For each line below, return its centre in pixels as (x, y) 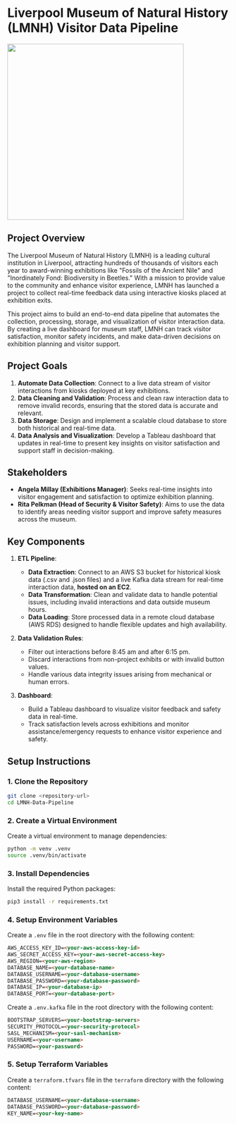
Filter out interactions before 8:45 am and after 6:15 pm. (109, 652)
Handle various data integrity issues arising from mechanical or (120, 674)
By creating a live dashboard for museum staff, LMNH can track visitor (109, 328)
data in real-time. (53, 717)
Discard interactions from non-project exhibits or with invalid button (126, 660)
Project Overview (46, 239)
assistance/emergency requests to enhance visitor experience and (125, 731)
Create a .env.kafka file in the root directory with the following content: (111, 1007)
